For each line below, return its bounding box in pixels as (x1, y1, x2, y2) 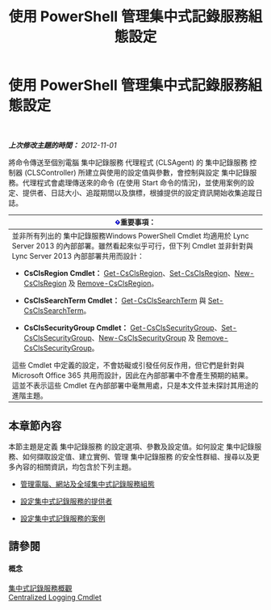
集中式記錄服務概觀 (8, 583, 73, 593)
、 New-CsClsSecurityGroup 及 (91, 333, 196, 342)
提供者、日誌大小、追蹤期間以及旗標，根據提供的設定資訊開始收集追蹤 (22, 188, 256, 197)
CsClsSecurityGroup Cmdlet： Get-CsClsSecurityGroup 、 (23, 323, 222, 333)
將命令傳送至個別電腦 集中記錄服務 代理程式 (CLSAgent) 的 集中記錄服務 (8, 157, 248, 167)
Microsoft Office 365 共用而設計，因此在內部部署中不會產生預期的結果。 (11, 370, 253, 380)
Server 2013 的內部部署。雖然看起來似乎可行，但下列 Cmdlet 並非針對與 (11, 240, 254, 251)
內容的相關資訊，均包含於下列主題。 (15, 462, 135, 472)
